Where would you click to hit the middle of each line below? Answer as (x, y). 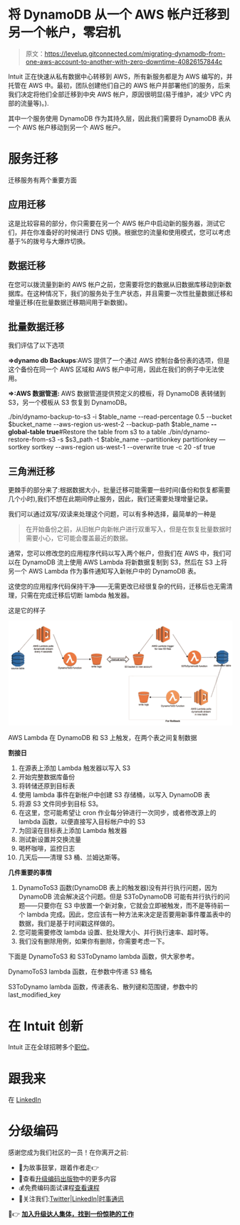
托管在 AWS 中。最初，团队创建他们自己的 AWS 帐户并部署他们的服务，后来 (119, 85)
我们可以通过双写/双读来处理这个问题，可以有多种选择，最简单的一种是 (112, 514)
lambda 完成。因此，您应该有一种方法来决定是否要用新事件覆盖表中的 (129, 914)
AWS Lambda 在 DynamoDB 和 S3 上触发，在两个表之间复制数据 (103, 738)
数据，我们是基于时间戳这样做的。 (68, 924)
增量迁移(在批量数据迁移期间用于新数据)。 (70, 302)
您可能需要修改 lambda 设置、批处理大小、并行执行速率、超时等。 (115, 932)
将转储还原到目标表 (47, 786)
